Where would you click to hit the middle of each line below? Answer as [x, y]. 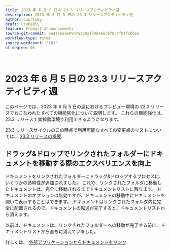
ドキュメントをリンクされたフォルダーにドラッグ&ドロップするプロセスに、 [84, 176]
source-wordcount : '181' [31, 43]
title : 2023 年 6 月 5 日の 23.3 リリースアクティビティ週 [62, 10]
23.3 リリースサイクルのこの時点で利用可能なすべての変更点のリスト [77, 130]
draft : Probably [22, 24]
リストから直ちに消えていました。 [63, 232]
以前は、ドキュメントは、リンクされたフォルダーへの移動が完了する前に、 [83, 225]
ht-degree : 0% [20, 48]
